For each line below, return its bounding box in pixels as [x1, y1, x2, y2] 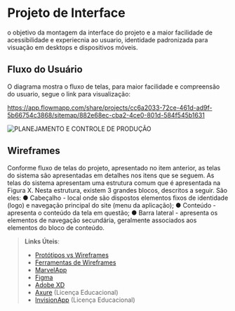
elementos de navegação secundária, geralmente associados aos [7, 216, 197, 224]
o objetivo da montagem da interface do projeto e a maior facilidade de [7, 28, 213, 37]
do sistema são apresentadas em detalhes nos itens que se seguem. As [7, 171, 215, 179]
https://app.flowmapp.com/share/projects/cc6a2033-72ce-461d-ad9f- [7, 103, 213, 112]
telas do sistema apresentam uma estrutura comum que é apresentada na [7, 178, 221, 187]
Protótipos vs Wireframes [34, 250, 109, 259]
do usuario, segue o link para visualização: [7, 89, 131, 98]
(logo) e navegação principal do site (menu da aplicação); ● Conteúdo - [7, 201, 216, 209]
